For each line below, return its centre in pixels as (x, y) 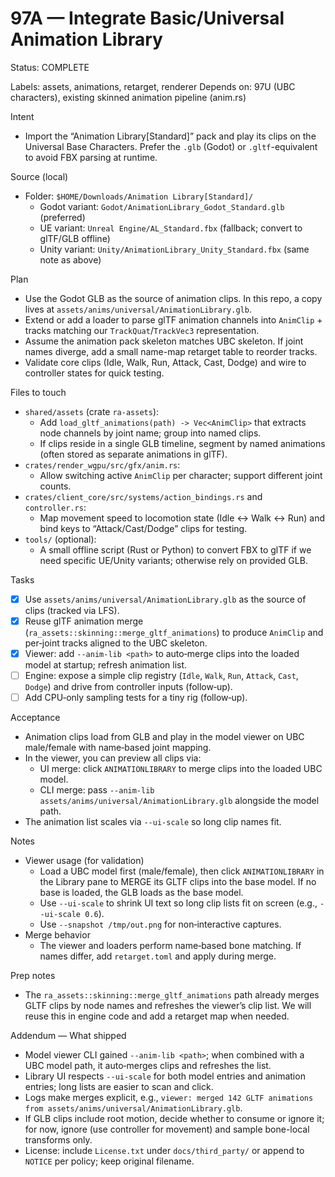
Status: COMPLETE (50, 67)
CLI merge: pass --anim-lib (97, 790)
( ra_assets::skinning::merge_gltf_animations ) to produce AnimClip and (174, 633)
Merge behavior (57, 935)
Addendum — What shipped (68, 1036)
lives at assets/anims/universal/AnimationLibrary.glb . (138, 309)
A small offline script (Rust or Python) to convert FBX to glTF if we (175, 549)
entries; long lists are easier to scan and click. (119, 1087)
